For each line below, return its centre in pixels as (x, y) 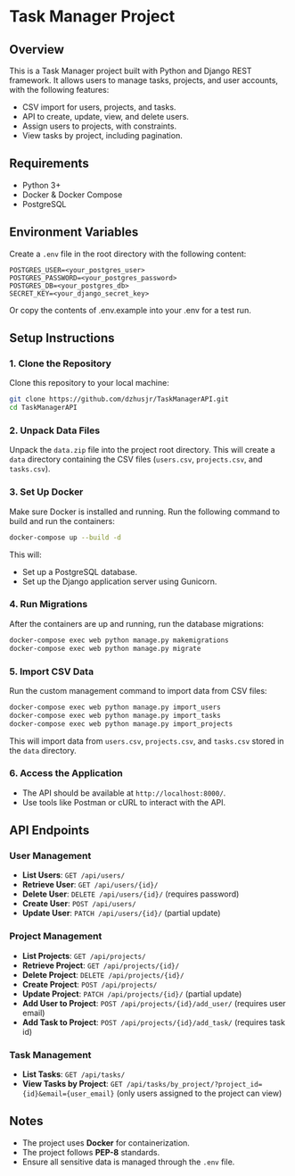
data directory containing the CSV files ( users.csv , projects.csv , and (136, 459)
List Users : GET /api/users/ (74, 875)
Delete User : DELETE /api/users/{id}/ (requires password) (131, 894)
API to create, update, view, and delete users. (106, 117)
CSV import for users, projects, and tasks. (99, 107)
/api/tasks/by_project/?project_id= (194, 1085)
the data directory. (43, 750)
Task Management (50, 1055)
